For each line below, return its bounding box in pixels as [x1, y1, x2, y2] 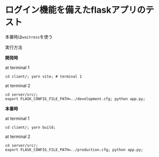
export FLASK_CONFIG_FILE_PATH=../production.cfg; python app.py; [5, 147, 143, 152]
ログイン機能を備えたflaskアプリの [5, 4, 146, 16]
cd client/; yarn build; [5, 125, 56, 130]
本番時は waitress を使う [5, 34, 53, 40]
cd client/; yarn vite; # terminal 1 [5, 74, 82, 79]
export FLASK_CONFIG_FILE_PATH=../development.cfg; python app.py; [5, 96, 146, 101]
